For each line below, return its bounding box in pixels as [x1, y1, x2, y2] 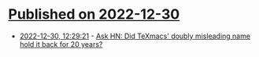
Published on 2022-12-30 [8, 5, 180, 23]
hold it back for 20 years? [19, 39, 103, 48]
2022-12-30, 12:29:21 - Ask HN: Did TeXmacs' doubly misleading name [19, 31, 250, 41]
